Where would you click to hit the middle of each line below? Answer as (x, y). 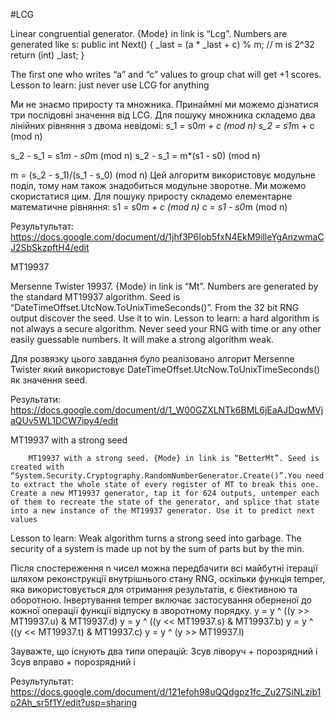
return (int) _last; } (47, 55)
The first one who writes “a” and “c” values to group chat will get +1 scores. (166, 74)
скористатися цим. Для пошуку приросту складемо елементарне (151, 196)
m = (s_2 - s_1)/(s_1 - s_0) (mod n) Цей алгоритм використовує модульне (163, 175)
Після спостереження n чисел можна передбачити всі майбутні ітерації (164, 568)
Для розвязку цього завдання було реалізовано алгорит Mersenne (152, 358)
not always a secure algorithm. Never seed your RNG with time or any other (166, 328)
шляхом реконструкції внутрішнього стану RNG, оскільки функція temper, (168, 578)
